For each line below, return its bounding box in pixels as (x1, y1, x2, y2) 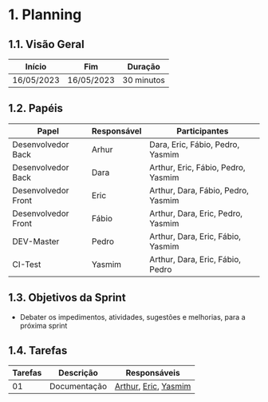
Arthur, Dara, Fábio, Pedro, (149, 185, 250, 196)
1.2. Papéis (8, 101, 64, 115)
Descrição (58, 368, 98, 379)
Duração (127, 62, 161, 72)
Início (25, 62, 47, 72)
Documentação (49, 381, 108, 392)
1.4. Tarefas (8, 344, 68, 357)
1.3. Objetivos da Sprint (8, 291, 126, 304)
